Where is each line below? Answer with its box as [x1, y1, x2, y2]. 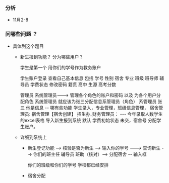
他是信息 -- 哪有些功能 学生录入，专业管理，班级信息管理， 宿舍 [26, 105, 159, 111]
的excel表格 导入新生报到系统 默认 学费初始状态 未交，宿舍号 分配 [20, 117, 157, 123]
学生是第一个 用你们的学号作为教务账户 [20, 64, 101, 70]
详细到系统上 [20, 134, 47, 140]
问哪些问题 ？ [5, 31, 38, 38]
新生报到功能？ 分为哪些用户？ [20, 54, 84, 60]
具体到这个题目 [12, 43, 44, 49]
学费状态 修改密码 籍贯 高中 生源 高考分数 [30, 81, 117, 87]
